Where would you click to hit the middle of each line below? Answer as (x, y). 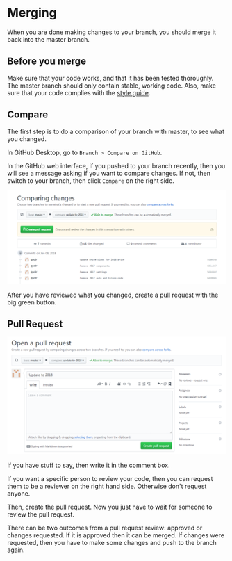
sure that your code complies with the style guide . (79, 92)
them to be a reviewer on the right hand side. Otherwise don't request (107, 486)
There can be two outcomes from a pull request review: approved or (105, 528)
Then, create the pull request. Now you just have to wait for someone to (110, 507)
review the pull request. (41, 514)
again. (16, 550)
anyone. (19, 493)
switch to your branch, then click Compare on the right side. (91, 180)
